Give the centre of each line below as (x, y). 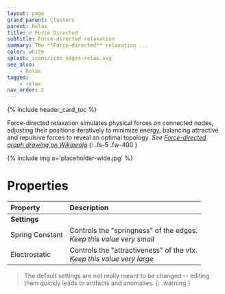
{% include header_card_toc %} (52, 110)
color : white (26, 52)
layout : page (26, 13)
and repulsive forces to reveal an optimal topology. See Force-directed (107, 137)
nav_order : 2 (26, 90)
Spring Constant (37, 235)
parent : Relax (27, 26)
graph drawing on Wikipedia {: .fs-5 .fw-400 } (72, 145)
